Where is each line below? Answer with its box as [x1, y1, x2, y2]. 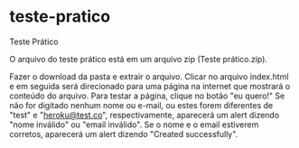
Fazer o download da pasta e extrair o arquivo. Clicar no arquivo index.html [9, 70, 289, 82]
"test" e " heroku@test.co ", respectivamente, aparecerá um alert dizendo [9, 109, 280, 120]
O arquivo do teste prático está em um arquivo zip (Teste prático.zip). [9, 53, 268, 64]
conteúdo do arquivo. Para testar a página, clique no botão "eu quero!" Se [9, 90, 285, 101]
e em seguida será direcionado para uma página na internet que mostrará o [9, 80, 291, 91]
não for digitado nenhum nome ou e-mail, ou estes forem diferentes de [9, 99, 274, 110]
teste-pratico [9, 6, 111, 27]
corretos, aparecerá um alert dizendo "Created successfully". [9, 128, 238, 139]
